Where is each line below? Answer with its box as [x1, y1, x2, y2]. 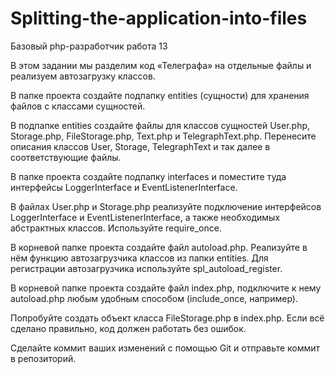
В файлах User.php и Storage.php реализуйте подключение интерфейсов [10, 200, 322, 212]
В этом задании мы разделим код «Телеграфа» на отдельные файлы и [10, 59, 312, 71]
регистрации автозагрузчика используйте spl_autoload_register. [10, 262, 283, 274]
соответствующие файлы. [10, 151, 122, 163]
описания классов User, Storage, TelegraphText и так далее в [10, 140, 271, 152]
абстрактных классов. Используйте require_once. [10, 222, 222, 234]
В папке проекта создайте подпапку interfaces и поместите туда [10, 170, 287, 182]
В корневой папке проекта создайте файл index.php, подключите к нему [10, 282, 322, 294]
